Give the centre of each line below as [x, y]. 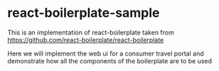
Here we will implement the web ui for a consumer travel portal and [106, 53]
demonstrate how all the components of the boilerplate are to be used [109, 60]
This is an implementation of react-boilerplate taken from [91, 32]
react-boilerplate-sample [84, 13]
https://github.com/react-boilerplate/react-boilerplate [86, 39]
